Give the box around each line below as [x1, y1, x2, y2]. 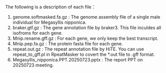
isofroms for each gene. [12, 30, 63, 36]
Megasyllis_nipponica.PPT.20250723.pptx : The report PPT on [12, 57, 143, 62]
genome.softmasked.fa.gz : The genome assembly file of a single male [12, 14, 160, 20]
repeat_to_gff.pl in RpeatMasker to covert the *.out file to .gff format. [12, 51, 155, 57]
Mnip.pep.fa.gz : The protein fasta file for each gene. [12, 41, 123, 46]
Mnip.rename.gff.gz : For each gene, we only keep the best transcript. [12, 35, 158, 41]
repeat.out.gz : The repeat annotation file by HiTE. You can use [12, 46, 144, 52]
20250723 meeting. [12, 62, 54, 68]
